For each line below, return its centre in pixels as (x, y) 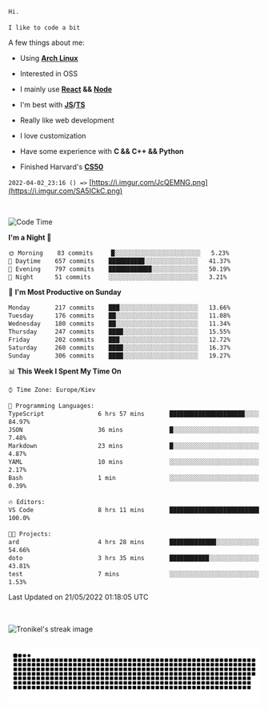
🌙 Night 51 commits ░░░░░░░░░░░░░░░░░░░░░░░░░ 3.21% (118, 277)
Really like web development (67, 120)
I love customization (53, 136)
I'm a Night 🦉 (30, 237)
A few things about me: (47, 42)
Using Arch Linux (49, 58)
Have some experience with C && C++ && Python (102, 151)
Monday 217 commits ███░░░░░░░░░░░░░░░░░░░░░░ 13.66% (119, 308)
